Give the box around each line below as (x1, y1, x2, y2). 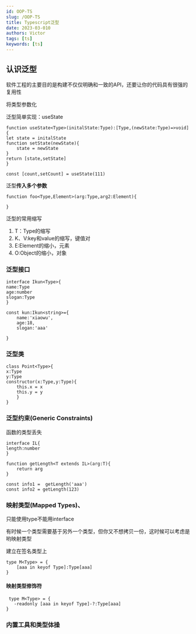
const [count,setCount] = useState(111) (6, 171, 106, 177)
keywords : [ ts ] (6, 42, 43, 47)
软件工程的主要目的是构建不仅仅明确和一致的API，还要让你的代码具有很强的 (6, 81, 188, 88)
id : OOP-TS (6, 8, 33, 15)
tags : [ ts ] (6, 36, 33, 42)
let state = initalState (6, 135, 66, 141)
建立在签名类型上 (6, 547, 47, 554)
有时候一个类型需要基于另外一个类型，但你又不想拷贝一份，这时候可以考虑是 (6, 527, 190, 534)
